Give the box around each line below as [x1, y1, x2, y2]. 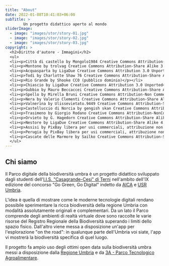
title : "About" [5, 7, 37, 13]
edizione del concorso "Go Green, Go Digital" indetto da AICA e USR [5, 181, 147, 187]
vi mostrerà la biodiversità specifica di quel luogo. [5, 234, 109, 240]
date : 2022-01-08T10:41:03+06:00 [5, 12, 75, 17]
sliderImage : [5, 26, 33, 31]
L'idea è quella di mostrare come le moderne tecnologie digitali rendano [5, 196, 154, 202]
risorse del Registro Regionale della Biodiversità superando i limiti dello [5, 218, 152, 224]
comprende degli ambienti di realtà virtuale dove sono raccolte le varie [5, 212, 152, 219]
